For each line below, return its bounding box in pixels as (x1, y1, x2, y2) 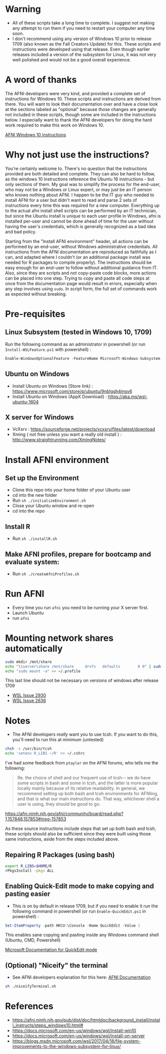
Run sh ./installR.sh (12, 535, 57, 541)
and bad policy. (5, 229, 37, 234)
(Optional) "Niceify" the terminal (5, 961, 108, 970)
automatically (5, 643, 63, 654)
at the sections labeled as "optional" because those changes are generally (5, 106, 157, 112)
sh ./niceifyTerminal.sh (5, 984, 56, 989)
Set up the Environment (5, 473, 79, 482)
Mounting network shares (5, 633, 114, 644)
